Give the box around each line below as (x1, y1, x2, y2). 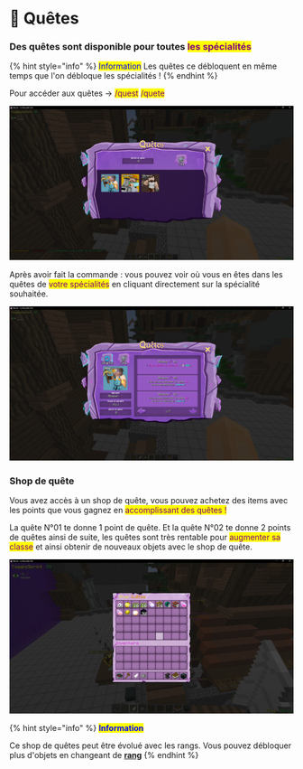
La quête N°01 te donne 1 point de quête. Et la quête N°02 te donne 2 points (9, 522, 291, 533)
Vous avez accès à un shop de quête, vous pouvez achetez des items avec (9, 495, 289, 506)
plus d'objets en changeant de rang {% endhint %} (9, 749, 199, 760)
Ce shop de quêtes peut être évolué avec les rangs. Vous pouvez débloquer (9, 740, 291, 751)
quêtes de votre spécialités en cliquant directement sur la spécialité (9, 279, 260, 290)
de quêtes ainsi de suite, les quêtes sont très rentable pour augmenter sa (9, 532, 281, 543)
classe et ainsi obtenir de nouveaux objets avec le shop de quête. (9, 541, 252, 552)
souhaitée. (9, 288, 49, 299)
